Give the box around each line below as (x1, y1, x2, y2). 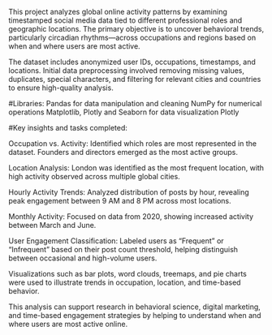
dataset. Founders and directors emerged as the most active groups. (8, 148, 238, 157)
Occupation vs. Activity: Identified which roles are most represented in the (8, 139, 257, 148)
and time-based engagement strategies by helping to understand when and (8, 311, 261, 320)
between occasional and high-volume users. (8, 253, 158, 263)
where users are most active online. (8, 320, 128, 329)
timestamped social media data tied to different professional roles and (8, 15, 243, 25)
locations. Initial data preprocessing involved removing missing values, (8, 66, 245, 75)
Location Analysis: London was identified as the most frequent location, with (8, 163, 265, 173)
